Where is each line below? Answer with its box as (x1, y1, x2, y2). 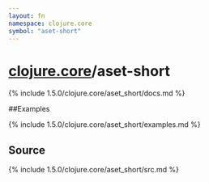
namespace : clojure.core (8, 19, 92, 28)
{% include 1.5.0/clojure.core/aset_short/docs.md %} (8, 88, 186, 98)
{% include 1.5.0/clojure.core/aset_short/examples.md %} (8, 120, 201, 129)
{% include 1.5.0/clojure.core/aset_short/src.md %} (8, 165, 180, 175)
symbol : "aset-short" (8, 27, 82, 35)
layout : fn (8, 11, 45, 20)
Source (8, 143, 46, 157)
